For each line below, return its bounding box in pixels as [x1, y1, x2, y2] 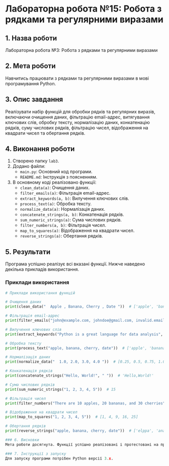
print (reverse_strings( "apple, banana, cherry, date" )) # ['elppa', [5, 428, 154, 434]
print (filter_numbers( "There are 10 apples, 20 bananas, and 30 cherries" [5, 400, 165, 406]
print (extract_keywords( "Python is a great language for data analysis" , [5, 331, 163, 337]
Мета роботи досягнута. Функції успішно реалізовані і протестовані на [5, 442, 158, 447]
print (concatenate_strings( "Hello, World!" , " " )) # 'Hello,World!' [5, 373, 154, 378]
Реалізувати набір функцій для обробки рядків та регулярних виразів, [5, 108, 156, 114]
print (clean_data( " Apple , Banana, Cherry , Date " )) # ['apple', [5, 304, 154, 309]
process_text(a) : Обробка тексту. [20, 201, 92, 207]
